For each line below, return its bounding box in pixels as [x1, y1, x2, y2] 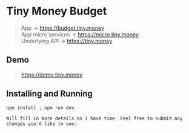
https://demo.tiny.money [21, 71, 83, 78]
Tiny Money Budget [6, 4, 107, 18]
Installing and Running [6, 89, 93, 99]
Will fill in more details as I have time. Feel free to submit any [6, 115, 183, 121]
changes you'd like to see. [6, 120, 78, 127]
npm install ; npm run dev [6, 104, 75, 111]
